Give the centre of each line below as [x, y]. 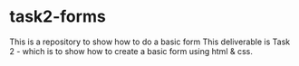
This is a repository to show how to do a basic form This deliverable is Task [150, 42]
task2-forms [58, 17]
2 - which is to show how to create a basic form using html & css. [131, 51]
